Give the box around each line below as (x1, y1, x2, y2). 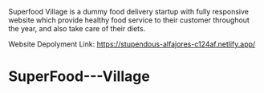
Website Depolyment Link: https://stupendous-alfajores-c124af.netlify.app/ (8, 39, 256, 49)
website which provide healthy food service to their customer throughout (8, 15, 250, 25)
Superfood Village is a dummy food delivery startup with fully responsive (8, 7, 249, 16)
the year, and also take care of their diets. (8, 24, 146, 33)
